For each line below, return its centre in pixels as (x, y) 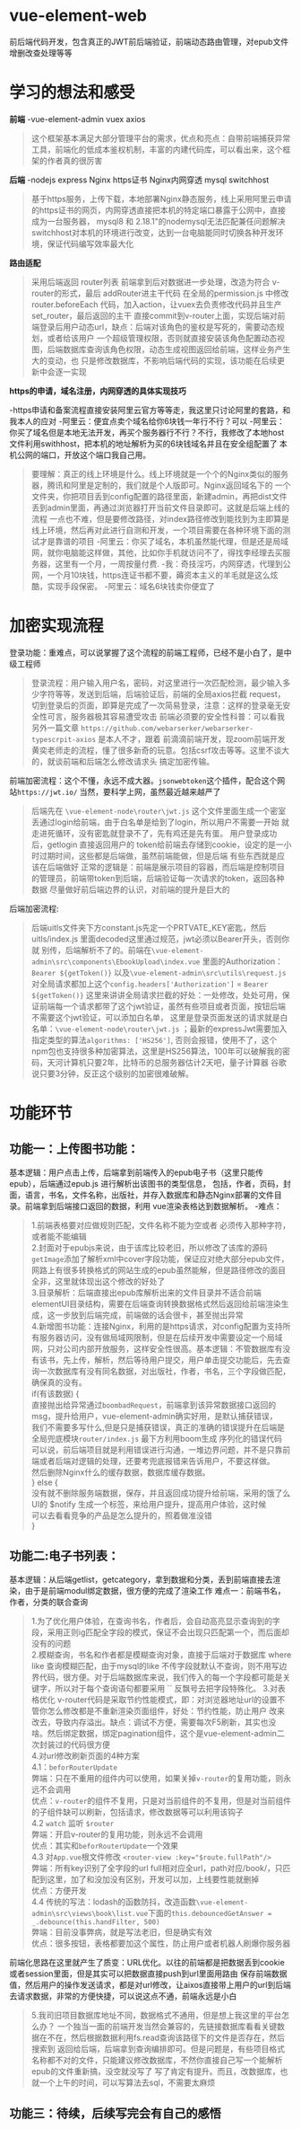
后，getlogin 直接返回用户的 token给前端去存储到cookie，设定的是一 (157, 844)
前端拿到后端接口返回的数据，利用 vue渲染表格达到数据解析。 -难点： (153, 1206)
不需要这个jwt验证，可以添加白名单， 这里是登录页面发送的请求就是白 (159, 1017)
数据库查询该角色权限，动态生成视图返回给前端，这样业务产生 (176, 349)
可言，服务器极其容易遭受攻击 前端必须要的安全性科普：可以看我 (166, 716)
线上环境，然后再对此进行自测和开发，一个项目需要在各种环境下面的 (157, 530)
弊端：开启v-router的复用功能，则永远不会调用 (117, 1834)
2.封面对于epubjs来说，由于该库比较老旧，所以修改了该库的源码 (149, 1247)
